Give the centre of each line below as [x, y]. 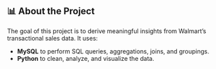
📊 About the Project [51, 11]
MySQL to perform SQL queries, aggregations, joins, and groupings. [113, 51]
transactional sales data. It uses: [52, 38]
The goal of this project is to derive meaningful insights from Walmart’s [107, 31]
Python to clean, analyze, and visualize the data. [85, 58]
